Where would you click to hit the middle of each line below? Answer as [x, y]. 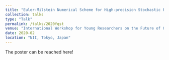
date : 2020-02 [20, 33]
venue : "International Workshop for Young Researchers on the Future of [83, 28]
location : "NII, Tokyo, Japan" [38, 38]
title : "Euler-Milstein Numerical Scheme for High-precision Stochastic [83, 10]
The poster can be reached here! [39, 52]
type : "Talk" [19, 19]
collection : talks [24, 14]
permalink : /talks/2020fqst [35, 24]
